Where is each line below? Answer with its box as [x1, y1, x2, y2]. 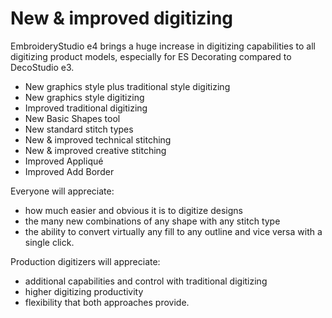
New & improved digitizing [10, 7, 234, 30]
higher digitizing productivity [24, 285, 144, 297]
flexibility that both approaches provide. [24, 296, 190, 308]
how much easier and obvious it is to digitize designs [24, 204, 243, 216]
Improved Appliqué [24, 155, 104, 167]
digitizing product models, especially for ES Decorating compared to [10, 50, 292, 62]
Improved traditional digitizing [24, 102, 148, 114]
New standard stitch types [24, 123, 134, 135]
